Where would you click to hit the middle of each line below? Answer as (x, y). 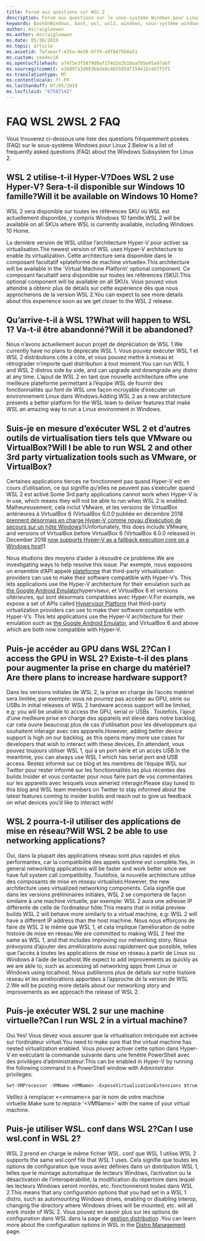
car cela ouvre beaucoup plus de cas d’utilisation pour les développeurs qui (102, 725)
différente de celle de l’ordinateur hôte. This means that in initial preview (96, 907)
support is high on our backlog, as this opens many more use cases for (95, 738)
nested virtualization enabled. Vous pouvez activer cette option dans (92, 1048)
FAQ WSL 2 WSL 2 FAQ (63, 122)
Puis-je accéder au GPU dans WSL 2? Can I (88, 649)
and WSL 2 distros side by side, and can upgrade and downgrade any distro (102, 370)
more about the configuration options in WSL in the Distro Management (96, 1225)
